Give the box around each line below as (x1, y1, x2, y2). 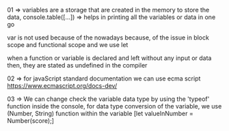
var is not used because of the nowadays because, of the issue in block (7, 33, 210, 42)
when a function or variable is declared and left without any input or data (7, 54, 212, 62)
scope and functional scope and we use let (7, 41, 129, 48)
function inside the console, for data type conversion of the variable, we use (7, 102, 222, 110)
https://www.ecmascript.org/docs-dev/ (7, 82, 118, 89)
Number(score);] (7, 117, 55, 125)
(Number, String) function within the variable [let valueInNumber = (7, 109, 193, 117)
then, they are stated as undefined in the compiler (7, 61, 148, 69)
